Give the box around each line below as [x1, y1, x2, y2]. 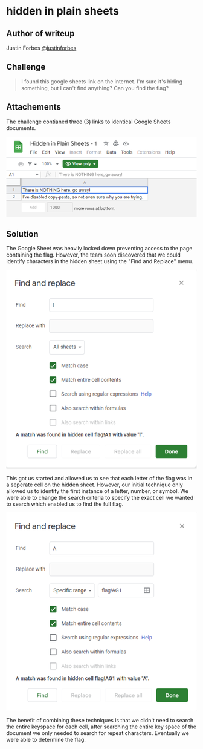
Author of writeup [6, 28, 75, 39]
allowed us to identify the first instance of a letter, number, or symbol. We [6, 488, 189, 495]
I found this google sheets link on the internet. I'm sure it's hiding [21, 77, 183, 85]
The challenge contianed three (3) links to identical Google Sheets [6, 118, 171, 125]
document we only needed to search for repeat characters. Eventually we [6, 729, 189, 736]
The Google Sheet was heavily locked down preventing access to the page [6, 245, 193, 252]
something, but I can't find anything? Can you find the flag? [21, 84, 169, 91]
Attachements [6, 102, 62, 113]
